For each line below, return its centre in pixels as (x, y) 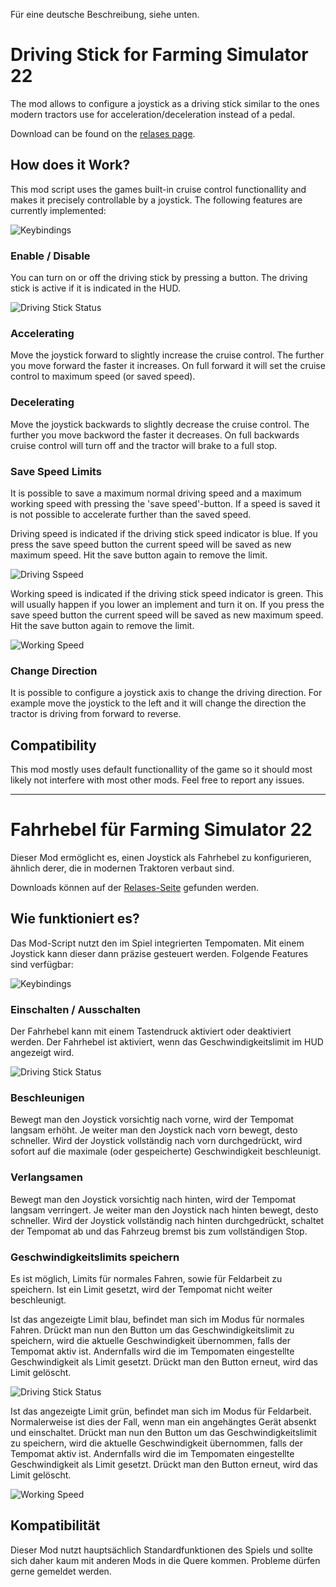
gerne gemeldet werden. (61, 1571)
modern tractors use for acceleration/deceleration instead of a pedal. (152, 114)
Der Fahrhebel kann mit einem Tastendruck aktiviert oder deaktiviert (151, 1031)
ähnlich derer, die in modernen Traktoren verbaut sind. (122, 868)
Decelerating (42, 402)
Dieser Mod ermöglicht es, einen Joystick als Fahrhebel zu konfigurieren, (161, 857)
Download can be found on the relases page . (103, 133)
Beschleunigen (47, 1098)
